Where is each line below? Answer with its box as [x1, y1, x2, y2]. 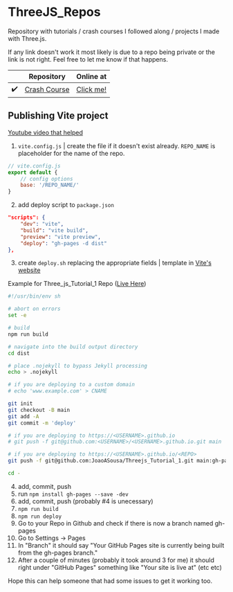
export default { [8, 169, 58, 176]
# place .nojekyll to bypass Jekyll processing [8, 362, 148, 369]
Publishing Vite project [8, 110, 109, 122]
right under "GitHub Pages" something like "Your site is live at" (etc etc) [17, 563, 222, 571]
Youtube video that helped [8, 128, 84, 136]
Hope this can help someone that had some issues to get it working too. [8, 576, 213, 585]
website [17, 266, 41, 274]
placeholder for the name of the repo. [17, 149, 125, 157]
